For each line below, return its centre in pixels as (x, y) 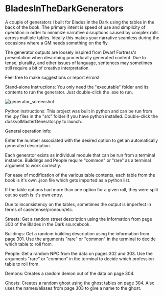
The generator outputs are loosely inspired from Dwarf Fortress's (71, 52)
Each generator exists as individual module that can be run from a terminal (80, 155)
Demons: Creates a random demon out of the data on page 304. (70, 273)
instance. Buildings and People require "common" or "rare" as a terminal (78, 160)
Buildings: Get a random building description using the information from (77, 233)
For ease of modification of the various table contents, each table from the (80, 175)
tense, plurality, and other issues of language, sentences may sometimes (79, 63)
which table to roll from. (29, 244)
